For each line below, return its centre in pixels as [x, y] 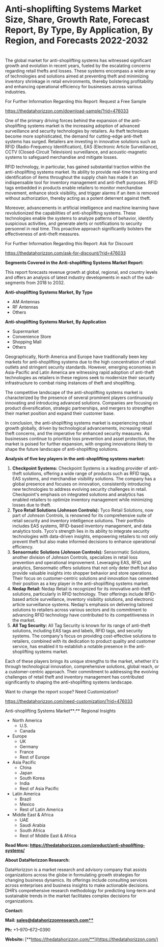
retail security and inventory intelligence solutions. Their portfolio [78, 521]
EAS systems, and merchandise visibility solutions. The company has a [84, 479]
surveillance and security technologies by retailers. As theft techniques [77, 131]
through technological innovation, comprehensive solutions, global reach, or [82, 666]
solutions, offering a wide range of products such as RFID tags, [87, 473]
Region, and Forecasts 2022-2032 [77, 41]
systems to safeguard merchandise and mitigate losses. [61, 157]
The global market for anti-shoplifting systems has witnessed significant [78, 61]
